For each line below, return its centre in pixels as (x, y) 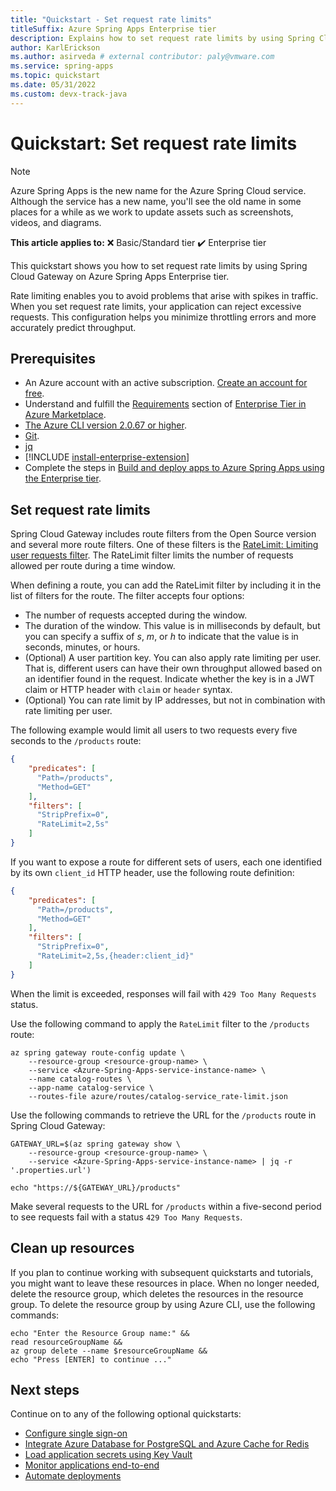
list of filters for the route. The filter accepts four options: (127, 596)
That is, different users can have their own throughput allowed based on (173, 668)
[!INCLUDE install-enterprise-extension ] (107, 457)
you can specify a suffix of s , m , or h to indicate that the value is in (161, 637)
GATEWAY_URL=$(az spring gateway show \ (96, 1144)
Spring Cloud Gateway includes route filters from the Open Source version (163, 534)
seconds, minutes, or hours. (82, 647)
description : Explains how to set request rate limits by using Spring (162, 38)
